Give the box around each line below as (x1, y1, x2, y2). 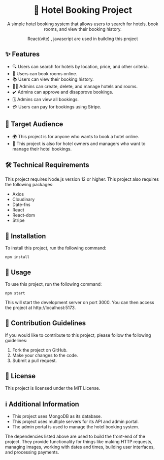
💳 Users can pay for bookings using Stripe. (12, 103, 101, 109)
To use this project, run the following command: (5, 281, 102, 287)
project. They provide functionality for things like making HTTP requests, (5, 439, 153, 445)
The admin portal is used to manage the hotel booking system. (12, 424, 139, 430)
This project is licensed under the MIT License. (5, 385, 100, 391)
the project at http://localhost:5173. (5, 305, 76, 310)
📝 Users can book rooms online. (12, 70, 78, 76)
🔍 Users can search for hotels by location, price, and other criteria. (12, 63, 149, 69)
